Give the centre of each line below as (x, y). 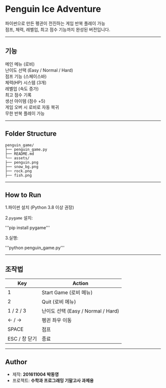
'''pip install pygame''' (28, 228)
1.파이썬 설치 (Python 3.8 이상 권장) (40, 208)
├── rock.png (19, 171)
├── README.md (20, 154)
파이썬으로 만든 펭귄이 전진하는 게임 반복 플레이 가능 (55, 23)
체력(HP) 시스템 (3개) (26, 82)
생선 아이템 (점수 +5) (25, 101)
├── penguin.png (22, 162)
